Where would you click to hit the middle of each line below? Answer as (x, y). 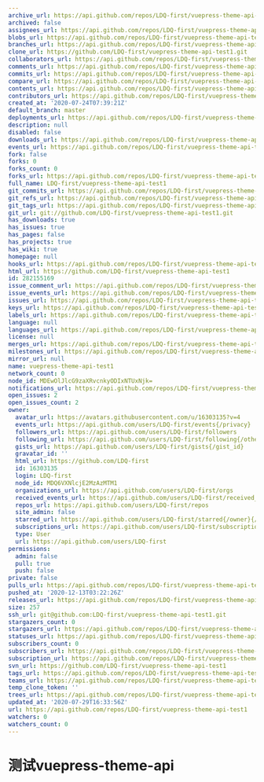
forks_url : (26, 176)
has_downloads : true (42, 220)
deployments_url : (37, 118)
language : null (33, 322)
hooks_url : (26, 264)
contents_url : (31, 88)
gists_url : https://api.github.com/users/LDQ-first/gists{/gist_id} (130, 446)
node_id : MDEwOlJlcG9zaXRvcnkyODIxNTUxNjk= (81, 381)
